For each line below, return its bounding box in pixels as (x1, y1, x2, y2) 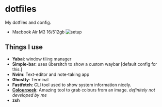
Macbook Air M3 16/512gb (12, 29, 65, 35)
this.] (12, 66, 23, 72)
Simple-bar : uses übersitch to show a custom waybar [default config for (12, 61, 158, 67)
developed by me (12, 92, 47, 98)
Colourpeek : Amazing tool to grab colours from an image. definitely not (12, 87, 155, 93)
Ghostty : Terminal (12, 76, 49, 82)
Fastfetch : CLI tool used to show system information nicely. (12, 82, 131, 88)
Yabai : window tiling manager (12, 56, 72, 62)
